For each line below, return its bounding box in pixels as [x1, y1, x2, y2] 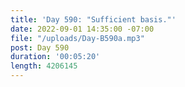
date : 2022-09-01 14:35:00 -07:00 [10, 24, 155, 34]
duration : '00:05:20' [10, 52, 101, 62]
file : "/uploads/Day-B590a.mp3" [10, 33, 145, 43]
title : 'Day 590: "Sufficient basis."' [10, 14, 177, 25]
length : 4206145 [10, 61, 78, 71]
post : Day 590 [10, 42, 70, 53]
